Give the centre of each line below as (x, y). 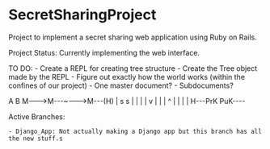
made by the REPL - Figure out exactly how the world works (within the (127, 77)
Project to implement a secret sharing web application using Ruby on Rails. (133, 37)
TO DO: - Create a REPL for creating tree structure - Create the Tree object (133, 68)
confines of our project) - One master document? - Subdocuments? (121, 85)
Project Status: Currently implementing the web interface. (104, 52)
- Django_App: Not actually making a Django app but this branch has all (135, 131)
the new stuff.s (36, 139)
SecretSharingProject (82, 15)
